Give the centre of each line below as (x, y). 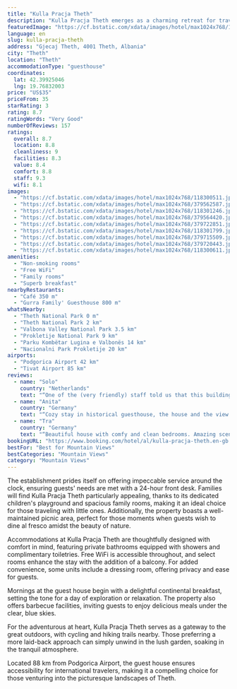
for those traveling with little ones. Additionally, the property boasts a (108, 511)
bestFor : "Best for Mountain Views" (61, 447)
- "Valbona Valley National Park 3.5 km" (75, 329)
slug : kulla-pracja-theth (45, 40)
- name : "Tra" (34, 421)
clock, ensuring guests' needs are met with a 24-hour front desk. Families (115, 488)
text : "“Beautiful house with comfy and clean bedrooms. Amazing (118, 434)
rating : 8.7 (25, 112)
